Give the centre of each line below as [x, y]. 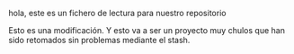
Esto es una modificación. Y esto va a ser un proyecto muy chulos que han [147, 30]
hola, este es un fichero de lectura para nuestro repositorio [117, 13]
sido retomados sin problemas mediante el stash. [99, 40]
